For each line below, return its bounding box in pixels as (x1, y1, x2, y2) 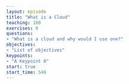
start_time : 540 (6, 69, 46, 75)
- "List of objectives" (6, 47, 65, 53)
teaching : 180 (6, 20, 42, 25)
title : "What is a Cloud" (6, 14, 70, 20)
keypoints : (6, 53, 33, 59)
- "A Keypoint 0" (6, 58, 49, 64)
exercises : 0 (6, 25, 39, 31)
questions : (6, 31, 33, 37)
